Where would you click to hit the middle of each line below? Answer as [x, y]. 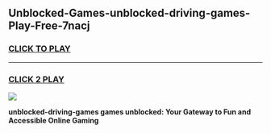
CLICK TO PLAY [40, 49]
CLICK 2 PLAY [36, 79]
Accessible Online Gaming [54, 120]
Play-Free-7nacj [49, 26]
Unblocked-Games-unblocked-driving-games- [129, 13]
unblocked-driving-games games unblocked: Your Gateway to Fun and [130, 111]
